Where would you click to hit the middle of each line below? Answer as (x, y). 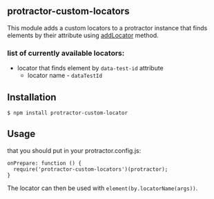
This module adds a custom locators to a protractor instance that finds (107, 28)
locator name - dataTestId (65, 76)
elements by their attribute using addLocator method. (83, 35)
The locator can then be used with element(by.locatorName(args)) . (103, 188)
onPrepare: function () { (44, 163)
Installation (32, 97)
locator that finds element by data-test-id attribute (90, 68)
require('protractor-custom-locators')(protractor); (91, 169)
